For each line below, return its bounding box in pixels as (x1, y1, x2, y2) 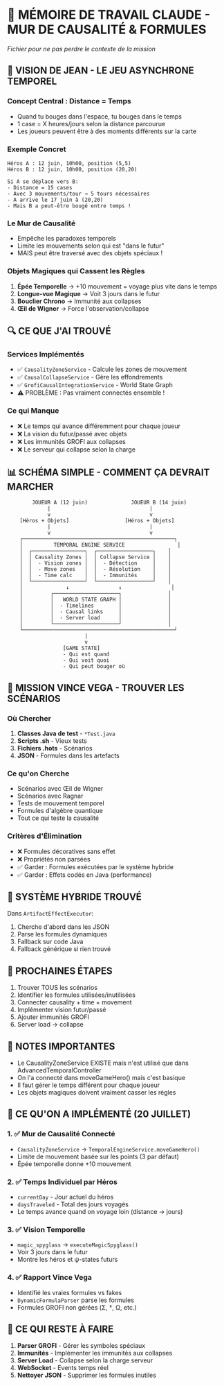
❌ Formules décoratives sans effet (17, 847, 115, 855)
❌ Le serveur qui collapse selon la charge (17, 445, 136, 454)
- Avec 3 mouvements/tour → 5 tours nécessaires (7, 190, 150, 197)
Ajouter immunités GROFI (17, 1013, 90, 1021)
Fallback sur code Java (17, 937, 84, 946)
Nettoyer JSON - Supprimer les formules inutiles (17, 1371, 157, 1380)
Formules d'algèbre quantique (17, 807, 104, 815)
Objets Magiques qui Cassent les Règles (7, 266, 145, 276)
